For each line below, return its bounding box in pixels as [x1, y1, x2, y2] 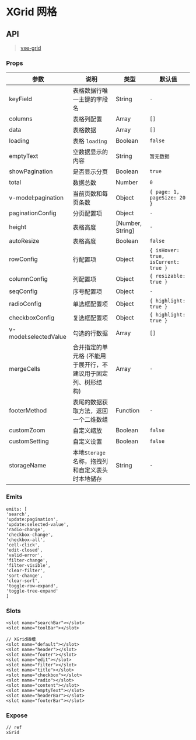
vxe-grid [20, 44, 41, 51]
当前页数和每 [72, 190, 108, 198]
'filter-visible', [6, 562, 51, 568]
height [9, 223, 27, 231]
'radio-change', [6, 526, 45, 532]
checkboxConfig [9, 314, 54, 322]
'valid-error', [6, 552, 43, 558]
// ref [6, 725, 22, 731]
